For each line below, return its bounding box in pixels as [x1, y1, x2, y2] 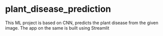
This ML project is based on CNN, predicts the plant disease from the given [5, 20, 159, 26]
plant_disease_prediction [5, 3, 111, 15]
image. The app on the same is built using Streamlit [5, 25, 110, 31]
